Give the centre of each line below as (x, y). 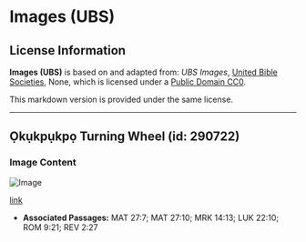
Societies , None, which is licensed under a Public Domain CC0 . (128, 82)
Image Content (43, 163)
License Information (67, 50)
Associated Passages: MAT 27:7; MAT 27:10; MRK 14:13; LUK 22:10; (151, 217)
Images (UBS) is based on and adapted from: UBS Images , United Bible (143, 72)
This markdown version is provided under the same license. (122, 99)
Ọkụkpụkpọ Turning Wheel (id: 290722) (125, 137)
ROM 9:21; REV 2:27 (60, 227)
